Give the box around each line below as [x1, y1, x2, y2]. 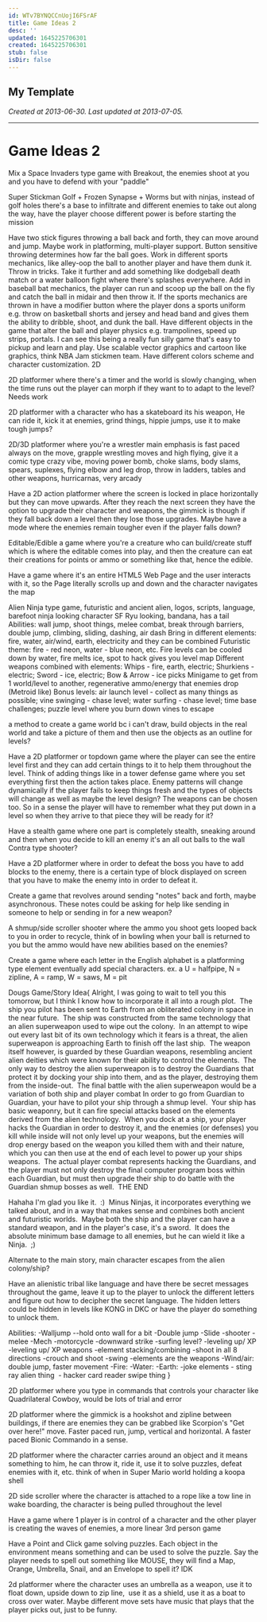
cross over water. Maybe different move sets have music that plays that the [8, 1596, 254, 1606]
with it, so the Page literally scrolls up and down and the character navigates [8, 578, 258, 588]
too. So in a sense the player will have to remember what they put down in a [8, 802, 257, 812]
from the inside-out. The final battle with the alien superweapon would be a [8, 1081, 257, 1090]
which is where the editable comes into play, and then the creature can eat [8, 546, 253, 556]
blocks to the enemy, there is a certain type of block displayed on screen [8, 867, 247, 876]
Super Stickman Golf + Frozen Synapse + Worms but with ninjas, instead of [8, 192, 255, 201]
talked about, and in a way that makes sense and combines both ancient [8, 1205, 245, 1215]
